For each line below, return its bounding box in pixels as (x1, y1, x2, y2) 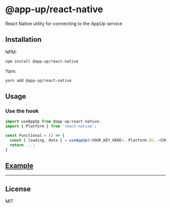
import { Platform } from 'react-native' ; (5, 124, 97, 129)
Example (5, 161, 34, 170)
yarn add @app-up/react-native (5, 78, 72, 83)
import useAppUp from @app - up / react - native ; (5, 119, 101, 124)
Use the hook (5, 107, 39, 114)
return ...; (10, 142, 36, 148)
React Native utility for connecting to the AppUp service (5, 20, 123, 27)
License (5, 184, 31, 193)
